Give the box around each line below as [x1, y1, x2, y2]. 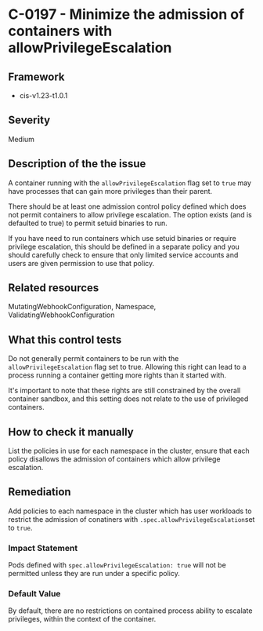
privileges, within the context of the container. [8, 615, 157, 624]
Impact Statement [8, 542, 78, 553]
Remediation [8, 485, 72, 499]
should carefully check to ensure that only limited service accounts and [8, 250, 239, 260]
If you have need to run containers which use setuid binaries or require [8, 233, 236, 243]
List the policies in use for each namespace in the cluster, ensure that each [8, 446, 250, 456]
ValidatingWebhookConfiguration [8, 310, 115, 319]
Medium [8, 134, 35, 144]
